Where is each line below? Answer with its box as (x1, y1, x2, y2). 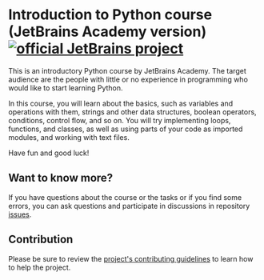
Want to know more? (8, 171, 114, 185)
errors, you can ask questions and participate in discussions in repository (8, 201, 250, 210)
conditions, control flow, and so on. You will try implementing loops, (8, 115, 231, 125)
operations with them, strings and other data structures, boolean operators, (8, 106, 258, 117)
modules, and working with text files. (8, 132, 130, 142)
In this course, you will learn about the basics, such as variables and (8, 98, 234, 108)
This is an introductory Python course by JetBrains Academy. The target (8, 66, 246, 75)
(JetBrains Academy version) (8, 22, 207, 41)
